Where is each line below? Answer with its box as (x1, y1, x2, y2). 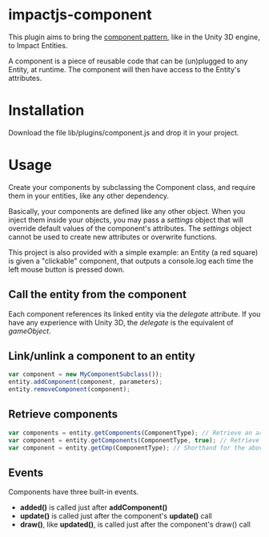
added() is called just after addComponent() (19, 503, 168, 512)
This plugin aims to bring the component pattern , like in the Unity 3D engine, (8, 32, 260, 42)
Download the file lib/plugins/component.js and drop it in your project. (8, 127, 239, 137)
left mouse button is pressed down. (8, 264, 126, 274)
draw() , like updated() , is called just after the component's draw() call (19, 519, 251, 530)
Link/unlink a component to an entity (8, 349, 196, 363)
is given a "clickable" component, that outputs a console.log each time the (8, 256, 254, 265)
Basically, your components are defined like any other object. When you (8, 206, 246, 216)
